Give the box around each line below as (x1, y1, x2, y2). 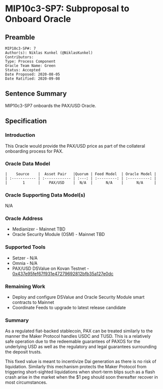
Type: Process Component (5, 59, 56, 64)
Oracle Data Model (5, 161, 50, 167)
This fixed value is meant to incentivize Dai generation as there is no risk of (5, 358, 157, 364)
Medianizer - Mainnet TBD (12, 226, 66, 232)
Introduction (5, 131, 35, 138)
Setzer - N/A (12, 255, 38, 261)
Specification (5, 117, 47, 126)
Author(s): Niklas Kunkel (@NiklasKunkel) (5, 50, 93, 55)
